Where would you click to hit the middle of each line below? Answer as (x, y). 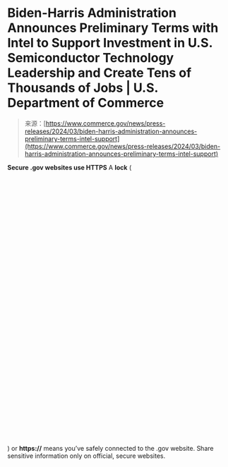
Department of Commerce (86, 103)
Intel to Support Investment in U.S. (110, 43)
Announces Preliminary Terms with (113, 28)
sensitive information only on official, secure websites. (86, 456)
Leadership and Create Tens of (100, 73)
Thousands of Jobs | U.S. (83, 88)
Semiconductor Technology (91, 58)
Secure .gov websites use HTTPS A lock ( (70, 167)
